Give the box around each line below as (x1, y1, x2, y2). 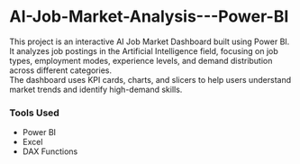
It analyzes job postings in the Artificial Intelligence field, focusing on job (9, 45, 279, 56)
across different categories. (9, 65, 113, 76)
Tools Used (9, 106, 60, 119)
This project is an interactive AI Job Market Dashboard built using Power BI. (9, 36, 290, 47)
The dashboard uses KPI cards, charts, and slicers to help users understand (9, 74, 292, 85)
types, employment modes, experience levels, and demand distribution (9, 55, 273, 66)
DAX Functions (22, 146, 78, 157)
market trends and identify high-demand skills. (9, 84, 183, 95)
